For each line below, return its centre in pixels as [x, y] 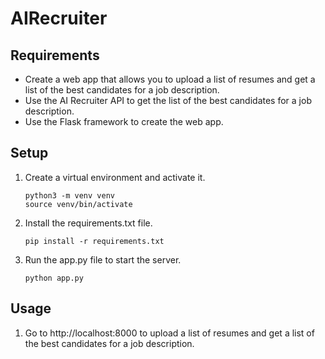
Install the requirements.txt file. [88, 223]
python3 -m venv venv [69, 195]
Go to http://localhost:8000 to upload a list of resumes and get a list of [169, 333]
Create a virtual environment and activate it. [115, 177]
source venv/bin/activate [78, 204]
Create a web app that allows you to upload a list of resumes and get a [170, 79]
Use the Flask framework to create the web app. [124, 121]
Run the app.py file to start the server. [103, 259]
